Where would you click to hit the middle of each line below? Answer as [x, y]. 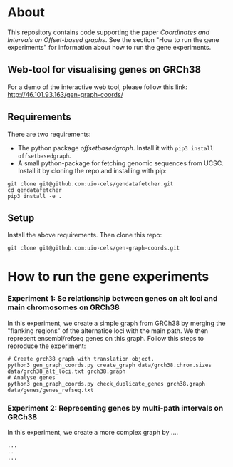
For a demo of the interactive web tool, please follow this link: [97, 87]
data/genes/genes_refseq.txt [51, 390]
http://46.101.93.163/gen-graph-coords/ [65, 94]
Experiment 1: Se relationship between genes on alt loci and [113, 299]
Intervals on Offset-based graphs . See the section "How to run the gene [113, 39]
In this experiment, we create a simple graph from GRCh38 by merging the [116, 323]
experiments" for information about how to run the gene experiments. [109, 47]
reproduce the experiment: [47, 346]
